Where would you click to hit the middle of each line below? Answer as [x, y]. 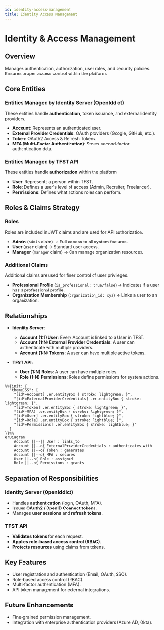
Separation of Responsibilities [52, 478]
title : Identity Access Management [41, 14]
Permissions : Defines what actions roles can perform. [67, 192]
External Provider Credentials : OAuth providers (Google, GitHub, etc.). [84, 133]
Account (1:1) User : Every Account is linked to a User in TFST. [82, 337]
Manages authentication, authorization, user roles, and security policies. [78, 68]
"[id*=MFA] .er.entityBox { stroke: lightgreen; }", [69, 412]
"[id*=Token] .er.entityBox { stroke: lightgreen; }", [71, 408]
